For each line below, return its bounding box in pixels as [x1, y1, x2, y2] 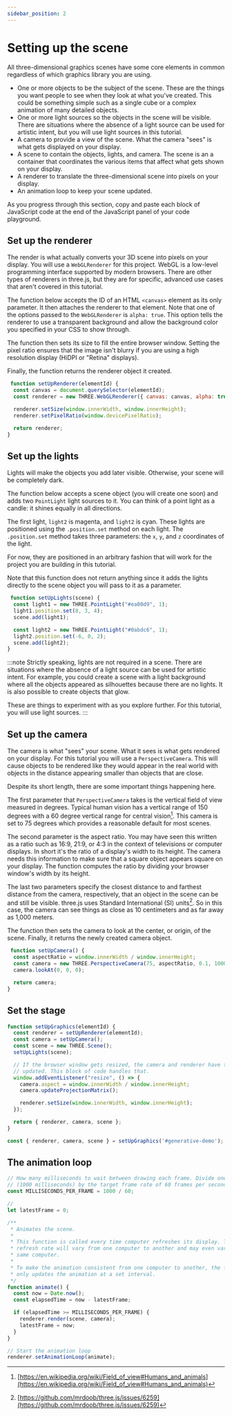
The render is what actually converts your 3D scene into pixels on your [7, 253, 209, 262]
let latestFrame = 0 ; [7, 1206, 70, 1214]
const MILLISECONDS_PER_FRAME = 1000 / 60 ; [7, 1188, 135, 1195]
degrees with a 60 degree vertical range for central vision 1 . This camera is [7, 811, 218, 820]
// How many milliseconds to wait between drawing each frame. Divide [7, 1175, 215, 1182]
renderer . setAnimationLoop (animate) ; [7, 1354, 116, 1361]
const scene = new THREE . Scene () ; [13, 1043, 113, 1050]
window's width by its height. [7, 869, 90, 877]
